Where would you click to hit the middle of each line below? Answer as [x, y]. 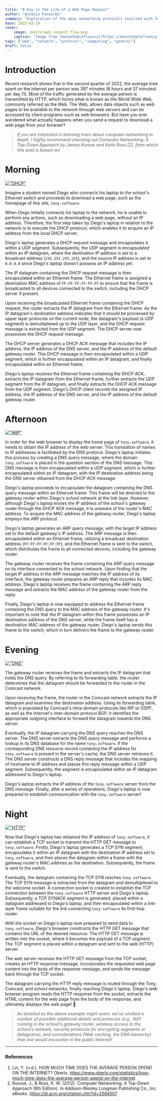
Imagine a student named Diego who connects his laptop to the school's [77, 193]
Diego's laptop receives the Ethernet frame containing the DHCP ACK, [75, 374]
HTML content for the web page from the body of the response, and [73, 999]
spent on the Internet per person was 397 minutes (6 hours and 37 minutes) [81, 89]
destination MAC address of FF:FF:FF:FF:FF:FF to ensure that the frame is [79, 283]
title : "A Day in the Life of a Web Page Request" [57, 10]
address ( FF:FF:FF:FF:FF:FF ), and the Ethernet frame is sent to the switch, [79, 544]
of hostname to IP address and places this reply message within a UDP [76, 764]
